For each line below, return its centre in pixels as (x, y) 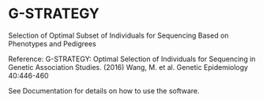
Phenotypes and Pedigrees (52, 43)
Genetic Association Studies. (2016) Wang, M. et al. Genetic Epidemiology (128, 67)
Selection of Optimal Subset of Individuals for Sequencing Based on (118, 35)
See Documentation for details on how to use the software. (104, 90)
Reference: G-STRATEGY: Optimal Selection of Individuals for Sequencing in (132, 59)
